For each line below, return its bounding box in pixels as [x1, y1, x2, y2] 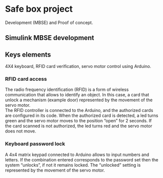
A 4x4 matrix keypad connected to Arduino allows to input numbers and [5, 152, 149, 157]
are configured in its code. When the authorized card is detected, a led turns [5, 112, 159, 118]
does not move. [5, 128, 36, 134]
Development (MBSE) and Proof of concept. [5, 20, 93, 25]
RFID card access [5, 76, 47, 83]
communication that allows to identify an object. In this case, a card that [5, 92, 149, 98]
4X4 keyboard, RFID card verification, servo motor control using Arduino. [5, 64, 152, 69]
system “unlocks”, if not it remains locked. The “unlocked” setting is [5, 162, 141, 168]
